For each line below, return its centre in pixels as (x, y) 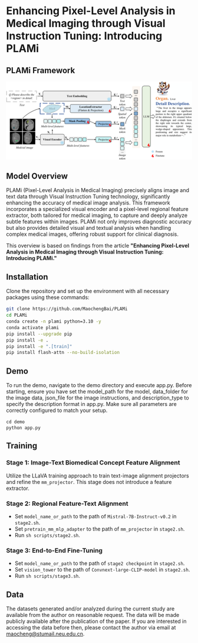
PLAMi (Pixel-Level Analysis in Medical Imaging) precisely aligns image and (98, 190)
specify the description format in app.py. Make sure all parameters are (91, 404)
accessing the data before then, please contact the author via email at (91, 628)
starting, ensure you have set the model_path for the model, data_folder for (97, 392)
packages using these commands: (48, 297)
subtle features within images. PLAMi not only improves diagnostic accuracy (99, 222)
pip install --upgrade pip (39, 334)
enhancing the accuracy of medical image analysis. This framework (88, 203)
